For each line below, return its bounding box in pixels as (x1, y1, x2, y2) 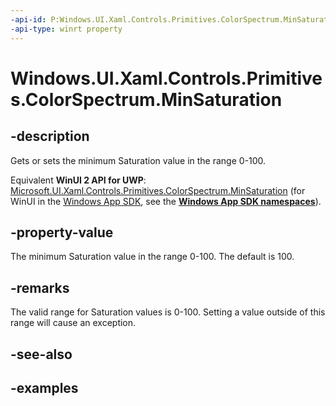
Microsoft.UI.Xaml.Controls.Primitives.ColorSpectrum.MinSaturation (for (10, 184, 306, 196)
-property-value (10, 224, 114, 241)
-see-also (10, 346, 73, 363)
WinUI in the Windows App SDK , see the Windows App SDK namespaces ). (10, 195, 322, 207)
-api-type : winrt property (10, 24, 123, 34)
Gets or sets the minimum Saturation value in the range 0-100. (10, 154, 267, 166)
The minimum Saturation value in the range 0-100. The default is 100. (10, 251, 295, 263)
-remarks (10, 279, 70, 296)
